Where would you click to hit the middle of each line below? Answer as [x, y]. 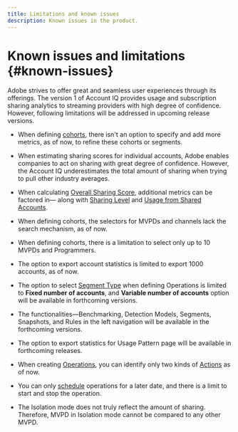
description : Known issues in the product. [73, 21]
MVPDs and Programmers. [57, 251]
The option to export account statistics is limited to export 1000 [110, 264]
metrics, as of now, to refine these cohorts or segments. [100, 142]
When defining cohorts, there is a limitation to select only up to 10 [114, 243]
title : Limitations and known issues [63, 14]
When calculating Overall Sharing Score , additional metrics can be [115, 192]
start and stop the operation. [59, 394]
